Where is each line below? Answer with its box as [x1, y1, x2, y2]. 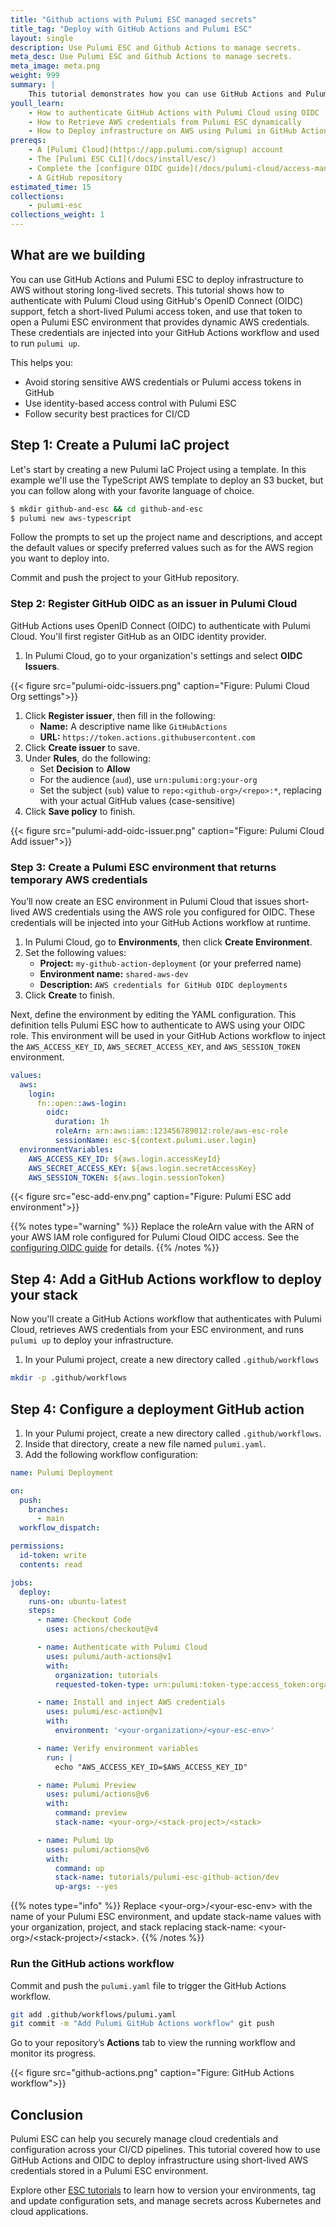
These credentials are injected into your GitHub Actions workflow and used [10, 326, 320, 338]
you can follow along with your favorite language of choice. [10, 484, 255, 496]
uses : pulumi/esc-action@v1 [46, 1707, 163, 1717]
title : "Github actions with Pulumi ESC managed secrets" [10, 14, 257, 25]
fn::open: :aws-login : [36, 1098, 128, 1108]
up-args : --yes [54, 1882, 118, 1892]
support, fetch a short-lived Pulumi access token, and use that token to [10, 305, 303, 317]
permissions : [10, 1541, 65, 1551]
